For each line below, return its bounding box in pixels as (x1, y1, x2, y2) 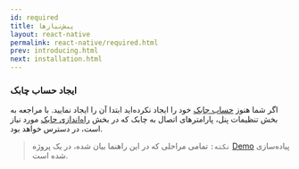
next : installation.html (10, 55, 103, 63)
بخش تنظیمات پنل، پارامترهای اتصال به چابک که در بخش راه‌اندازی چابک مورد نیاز (10, 114, 278, 125)
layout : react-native (10, 30, 91, 38)
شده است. (31, 150, 69, 161)
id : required (10, 13, 59, 22)
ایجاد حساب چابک (10, 84, 78, 97)
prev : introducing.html (10, 46, 99, 55)
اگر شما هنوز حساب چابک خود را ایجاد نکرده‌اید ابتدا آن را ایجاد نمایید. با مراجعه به (10, 105, 278, 115)
